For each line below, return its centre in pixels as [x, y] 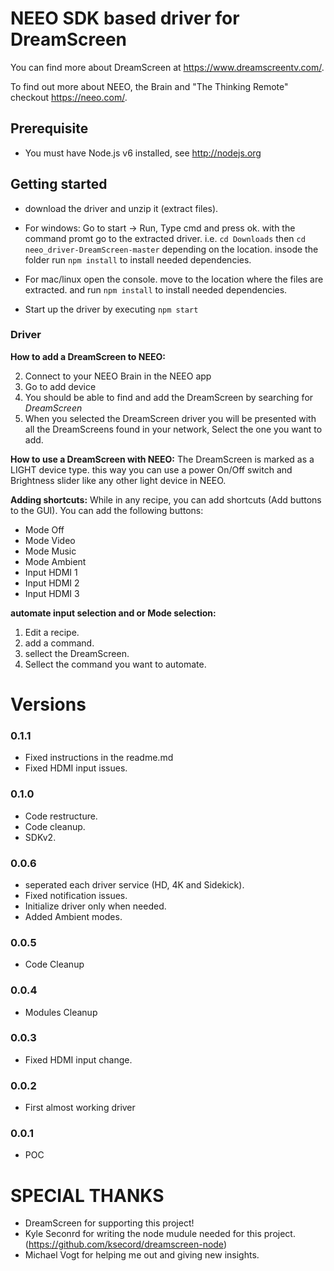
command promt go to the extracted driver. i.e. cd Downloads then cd [165, 238]
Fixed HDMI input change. [78, 1059]
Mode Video [50, 540]
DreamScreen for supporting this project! [109, 1223]
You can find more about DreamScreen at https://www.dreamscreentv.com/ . [167, 67]
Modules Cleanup [61, 1012]
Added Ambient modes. [73, 916]
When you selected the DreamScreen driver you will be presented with [170, 418]
